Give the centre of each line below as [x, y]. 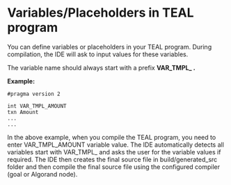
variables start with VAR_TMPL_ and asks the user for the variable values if [114, 152]
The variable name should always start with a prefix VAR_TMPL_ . [102, 67]
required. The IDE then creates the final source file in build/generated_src [112, 159]
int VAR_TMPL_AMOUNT [37, 106]
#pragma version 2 [34, 94]
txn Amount [23, 112]
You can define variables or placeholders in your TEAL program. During [110, 47]
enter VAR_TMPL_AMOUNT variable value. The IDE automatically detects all [116, 145]
